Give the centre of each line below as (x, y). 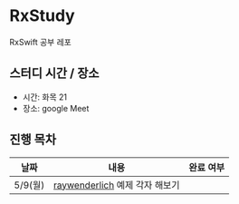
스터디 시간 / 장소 (54, 73)
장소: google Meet (56, 108)
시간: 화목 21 (45, 97)
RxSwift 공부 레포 (41, 42)
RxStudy (42, 16)
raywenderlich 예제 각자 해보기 (116, 185)
